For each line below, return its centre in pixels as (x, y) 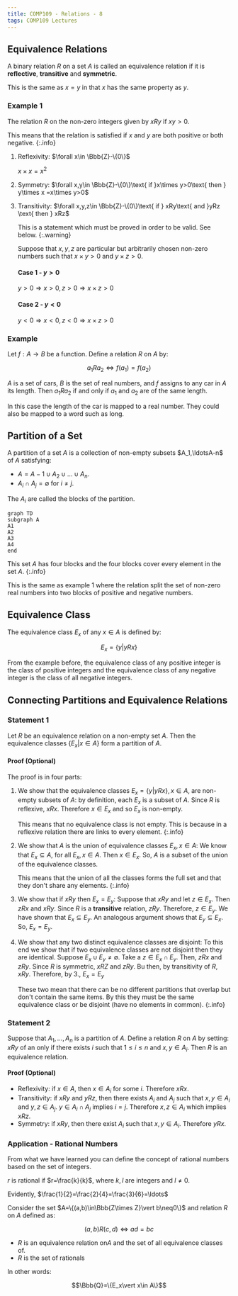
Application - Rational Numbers (63, 1144)
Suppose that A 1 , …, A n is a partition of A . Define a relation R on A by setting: (118, 1039)
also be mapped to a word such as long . (66, 413)
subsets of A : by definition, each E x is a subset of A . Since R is (129, 800)
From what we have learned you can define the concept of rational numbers (118, 1159)
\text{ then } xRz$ (43, 214)
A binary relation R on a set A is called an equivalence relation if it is (106, 66)
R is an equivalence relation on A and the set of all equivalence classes (120, 1243)
